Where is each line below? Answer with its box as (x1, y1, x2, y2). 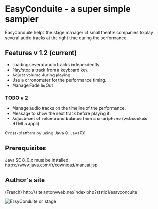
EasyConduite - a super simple (5, 3, 131, 15)
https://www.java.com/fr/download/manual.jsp (5, 162, 98, 168)
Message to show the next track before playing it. (12, 110, 111, 117)
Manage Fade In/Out (12, 82, 53, 88)
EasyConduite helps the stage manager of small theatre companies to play (5, 30, 153, 35)
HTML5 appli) (12, 121, 40, 127)
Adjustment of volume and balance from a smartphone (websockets (12, 116, 148, 121)
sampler (5, 14, 39, 25)
